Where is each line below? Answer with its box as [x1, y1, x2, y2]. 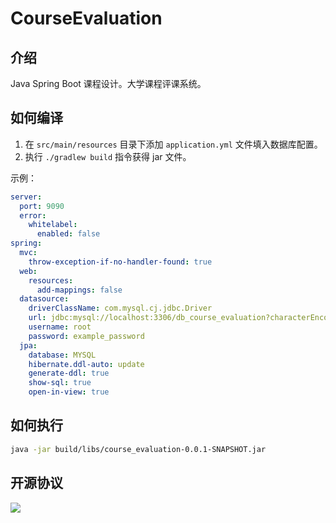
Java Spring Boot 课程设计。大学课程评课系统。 [10, 78, 207, 89]
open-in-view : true [28, 387, 110, 397]
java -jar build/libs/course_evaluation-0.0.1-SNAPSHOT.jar [10, 444, 267, 454]
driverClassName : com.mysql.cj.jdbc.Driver [28, 303, 213, 314]
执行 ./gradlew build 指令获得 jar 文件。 [24, 150, 192, 162]
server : [10, 192, 43, 202]
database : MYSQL [28, 350, 97, 360]
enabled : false [36, 229, 101, 239]
